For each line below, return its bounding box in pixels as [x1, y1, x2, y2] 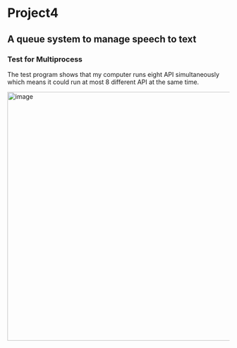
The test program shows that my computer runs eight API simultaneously [7, 70, 220, 78]
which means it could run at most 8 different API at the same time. [7, 78, 200, 86]
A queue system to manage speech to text [7, 33, 197, 45]
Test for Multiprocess [7, 54, 83, 64]
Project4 [7, 5, 59, 21]
